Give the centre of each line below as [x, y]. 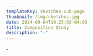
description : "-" [27, 33]
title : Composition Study [37, 27]
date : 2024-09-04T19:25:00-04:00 [47, 22]
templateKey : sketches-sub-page [45, 11]
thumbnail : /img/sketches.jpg [43, 17]
